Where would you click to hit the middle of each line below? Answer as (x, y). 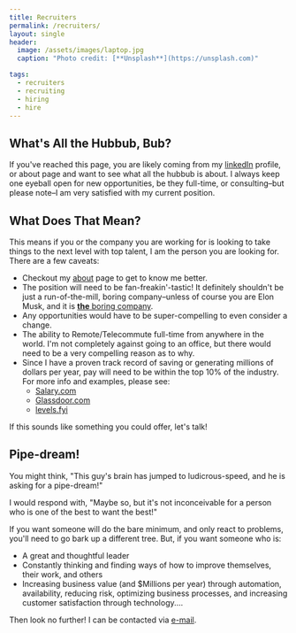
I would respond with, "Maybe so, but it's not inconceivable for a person (140, 502)
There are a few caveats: (54, 261)
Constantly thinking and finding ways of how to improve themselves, (147, 565)
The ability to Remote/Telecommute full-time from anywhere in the (143, 334)
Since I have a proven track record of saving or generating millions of (148, 363)
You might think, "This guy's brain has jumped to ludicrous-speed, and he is (147, 475)
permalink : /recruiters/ (55, 26)
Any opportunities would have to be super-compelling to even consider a (155, 316)
